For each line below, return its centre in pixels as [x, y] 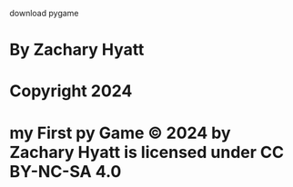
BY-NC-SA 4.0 [66, 171]
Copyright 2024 [71, 91]
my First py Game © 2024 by [120, 133]
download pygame [44, 13]
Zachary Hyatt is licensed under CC [147, 152]
